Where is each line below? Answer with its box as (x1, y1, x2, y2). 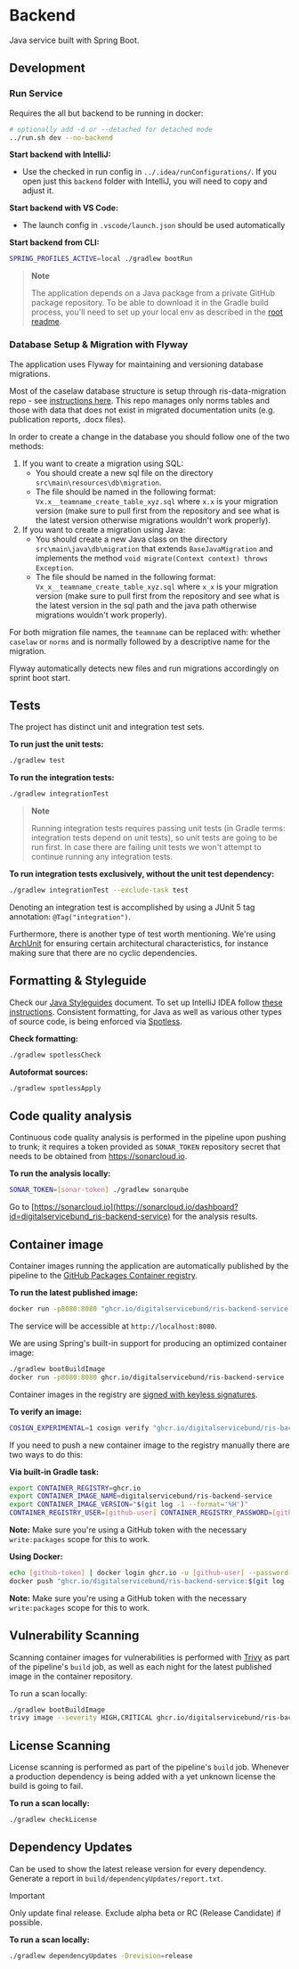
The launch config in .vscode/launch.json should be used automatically (21, 220, 286, 231)
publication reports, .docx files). (9, 413, 126, 424)
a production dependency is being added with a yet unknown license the (9, 1771, 276, 1782)
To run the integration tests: (9, 772, 115, 783)
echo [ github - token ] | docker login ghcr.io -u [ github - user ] (9, 1569, 245, 1578)
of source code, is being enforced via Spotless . (9, 1016, 182, 1026)
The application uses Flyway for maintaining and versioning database (9, 358, 264, 370)
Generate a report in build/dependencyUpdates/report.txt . (9, 1873, 223, 1883)
